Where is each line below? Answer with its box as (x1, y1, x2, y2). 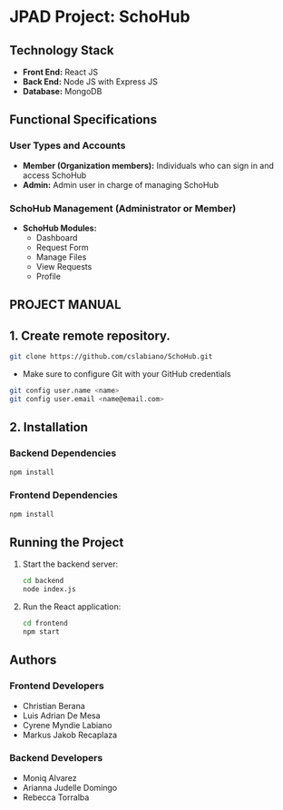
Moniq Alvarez (22, 772, 77, 783)
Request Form (35, 242, 89, 252)
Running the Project (9, 534, 124, 550)
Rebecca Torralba (22, 792, 90, 803)
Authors (9, 652, 57, 668)
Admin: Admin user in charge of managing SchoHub (22, 179, 220, 190)
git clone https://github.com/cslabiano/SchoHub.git (9, 352, 213, 361)
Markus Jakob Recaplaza (22, 729, 118, 740)
